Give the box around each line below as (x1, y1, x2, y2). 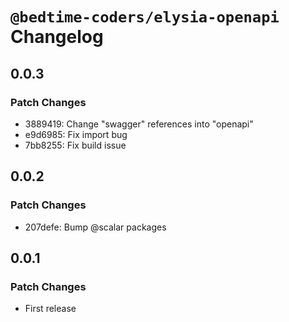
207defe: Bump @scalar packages (24, 221, 167, 233)
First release (24, 303, 77, 315)
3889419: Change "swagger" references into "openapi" (24, 118, 254, 130)
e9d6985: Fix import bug (24, 128, 128, 140)
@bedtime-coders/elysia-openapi (10, 8, 280, 27)
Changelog (10, 26, 104, 48)
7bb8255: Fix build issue (24, 139, 127, 151)
